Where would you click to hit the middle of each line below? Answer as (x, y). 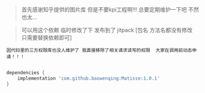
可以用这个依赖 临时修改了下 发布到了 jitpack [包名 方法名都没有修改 (107, 30)
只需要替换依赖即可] (47, 38)
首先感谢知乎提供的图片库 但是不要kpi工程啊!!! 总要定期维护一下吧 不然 (110, 9)
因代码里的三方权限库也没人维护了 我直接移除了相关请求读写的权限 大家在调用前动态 (99, 50)
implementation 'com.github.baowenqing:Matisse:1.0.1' (89, 78)
